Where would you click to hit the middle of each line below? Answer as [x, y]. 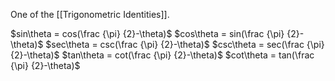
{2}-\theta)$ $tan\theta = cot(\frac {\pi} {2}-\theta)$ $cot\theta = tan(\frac [162, 55]
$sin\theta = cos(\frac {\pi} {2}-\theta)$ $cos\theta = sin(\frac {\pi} [147, 33]
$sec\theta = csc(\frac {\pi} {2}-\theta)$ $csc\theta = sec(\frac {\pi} [185, 44]
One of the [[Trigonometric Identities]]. [90, 14]
